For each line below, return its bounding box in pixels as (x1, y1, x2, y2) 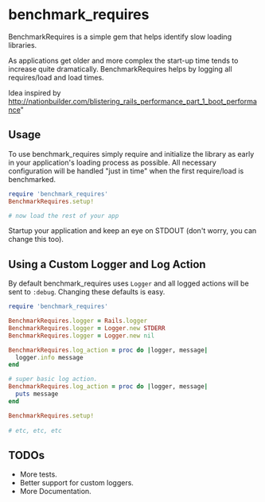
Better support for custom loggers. (19, 478, 134, 488)
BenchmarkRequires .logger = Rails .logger (8, 317, 148, 325)
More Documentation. (19, 487, 92, 496)
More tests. (19, 469, 57, 479)
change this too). (8, 235, 64, 244)
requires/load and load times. (8, 72, 105, 82)
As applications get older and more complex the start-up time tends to (8, 56, 239, 65)
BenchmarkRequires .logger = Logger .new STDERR (8, 324, 166, 332)
